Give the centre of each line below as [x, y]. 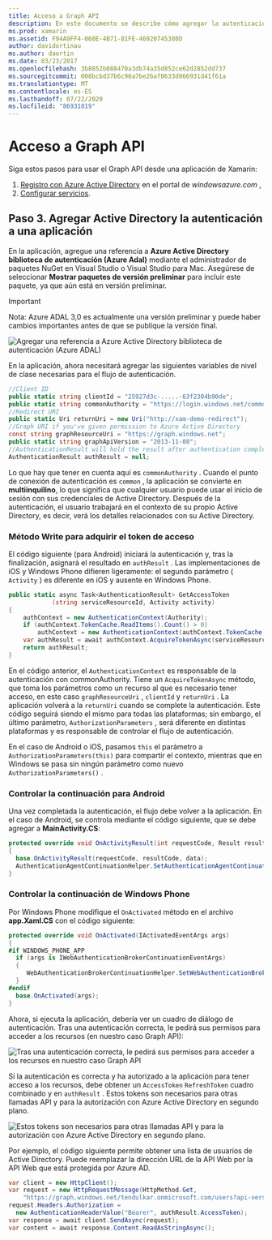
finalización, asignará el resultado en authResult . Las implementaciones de [134, 562]
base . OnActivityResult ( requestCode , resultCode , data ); [112, 858]
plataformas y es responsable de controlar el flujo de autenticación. [121, 731]
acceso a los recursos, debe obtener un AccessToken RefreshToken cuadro [131, 1084]
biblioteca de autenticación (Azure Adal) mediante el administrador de [127, 260]
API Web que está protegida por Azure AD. [80, 1168]
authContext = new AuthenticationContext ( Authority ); [115, 617]
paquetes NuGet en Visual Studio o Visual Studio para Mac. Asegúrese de [132, 268]
